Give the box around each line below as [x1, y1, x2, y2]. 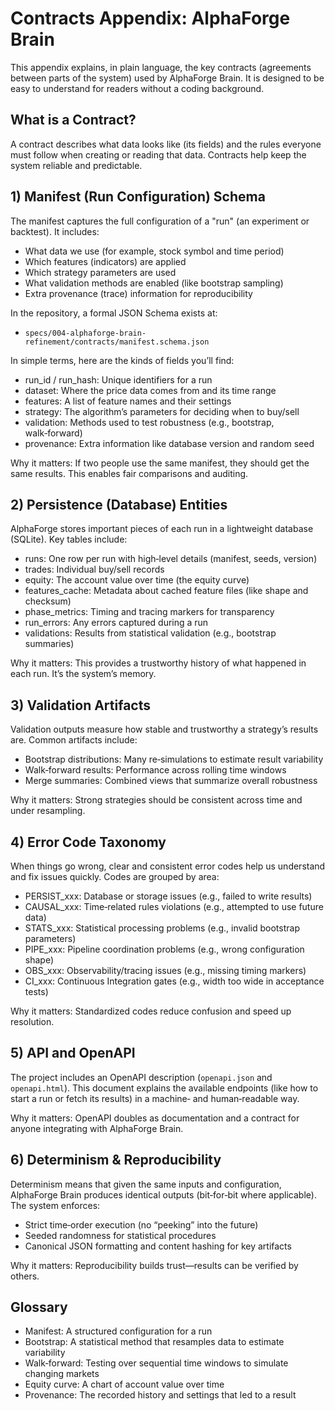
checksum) [24, 595, 72, 607]
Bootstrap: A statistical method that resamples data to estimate [24, 1336, 285, 1348]
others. [10, 1270, 40, 1282]
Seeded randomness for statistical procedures [24, 1229, 217, 1241]
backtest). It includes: [10, 225, 100, 237]
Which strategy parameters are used [24, 266, 177, 278]
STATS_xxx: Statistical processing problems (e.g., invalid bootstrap [24, 922, 300, 934]
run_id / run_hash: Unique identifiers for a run [24, 373, 213, 386]
